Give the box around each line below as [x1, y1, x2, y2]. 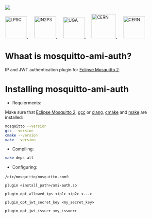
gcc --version [5, 128, 34, 133]
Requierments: [12, 100, 42, 105]
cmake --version [5, 133, 38, 138]
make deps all [5, 155, 34, 160]
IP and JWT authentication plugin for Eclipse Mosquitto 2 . [5, 67, 120, 72]
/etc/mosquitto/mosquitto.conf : [5, 174, 69, 180]
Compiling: [12, 146, 34, 152]
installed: [5, 114, 23, 120]
